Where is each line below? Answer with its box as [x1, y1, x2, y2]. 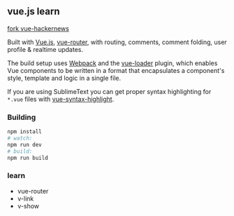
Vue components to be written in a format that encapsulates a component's [7, 66, 225, 74]
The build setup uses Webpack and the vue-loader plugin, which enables [7, 59, 218, 67]
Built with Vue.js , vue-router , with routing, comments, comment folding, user [7, 38, 227, 46]
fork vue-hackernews [7, 24, 70, 32]
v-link [17, 194, 34, 203]
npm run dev [7, 141, 42, 148]
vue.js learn [7, 6, 60, 18]
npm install [7, 128, 42, 135]
